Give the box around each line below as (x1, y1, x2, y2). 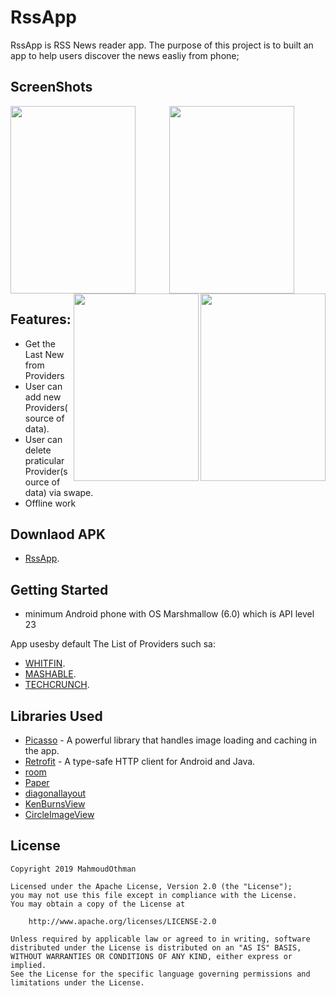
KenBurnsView (24, 798, 86, 810)
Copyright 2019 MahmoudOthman (10, 864, 137, 874)
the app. (24, 745, 60, 756)
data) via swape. (24, 486, 94, 498)
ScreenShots (10, 79, 93, 96)
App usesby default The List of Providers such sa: (10, 638, 217, 650)
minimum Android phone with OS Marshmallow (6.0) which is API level (24, 608, 315, 620)
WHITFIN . (24, 657, 66, 670)
